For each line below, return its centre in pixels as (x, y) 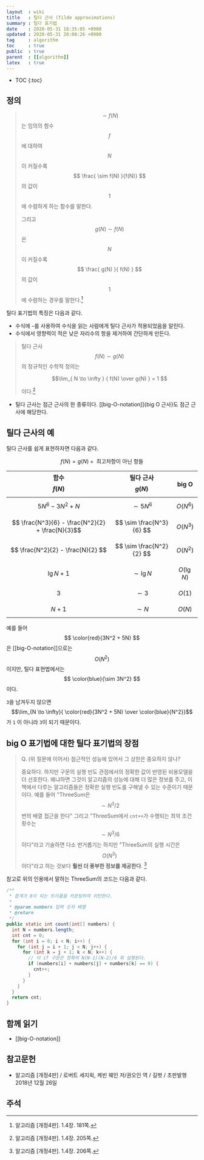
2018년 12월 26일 (36, 1082)
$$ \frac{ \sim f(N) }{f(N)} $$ (110, 176)
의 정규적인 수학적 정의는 (50, 366)
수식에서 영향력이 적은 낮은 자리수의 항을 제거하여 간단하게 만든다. (93, 333)
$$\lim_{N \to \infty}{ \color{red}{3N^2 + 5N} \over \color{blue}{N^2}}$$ (102, 712)
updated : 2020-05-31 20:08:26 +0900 (54, 35)
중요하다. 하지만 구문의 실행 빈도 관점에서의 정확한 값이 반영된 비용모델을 (107, 772)
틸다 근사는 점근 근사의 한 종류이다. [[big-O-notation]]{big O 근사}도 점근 (102, 404)
